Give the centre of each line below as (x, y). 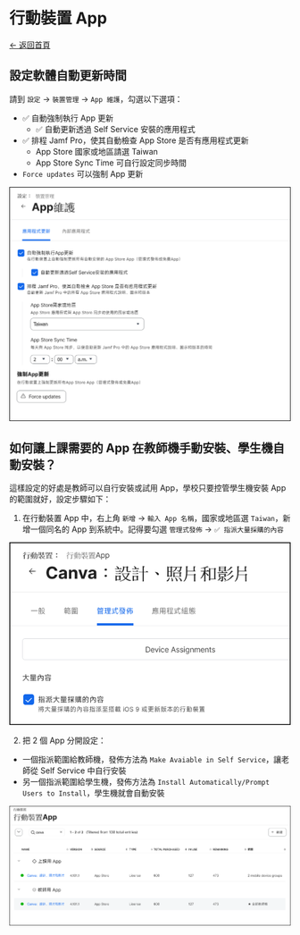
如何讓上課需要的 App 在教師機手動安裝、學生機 (142, 448)
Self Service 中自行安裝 (83, 771)
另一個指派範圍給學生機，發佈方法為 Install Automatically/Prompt (146, 782)
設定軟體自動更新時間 (68, 76)
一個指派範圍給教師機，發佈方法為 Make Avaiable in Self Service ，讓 (152, 760)
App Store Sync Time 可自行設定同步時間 (111, 163)
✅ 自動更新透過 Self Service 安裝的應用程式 (115, 129)
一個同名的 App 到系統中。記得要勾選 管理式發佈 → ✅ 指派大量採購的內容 (157, 529)
